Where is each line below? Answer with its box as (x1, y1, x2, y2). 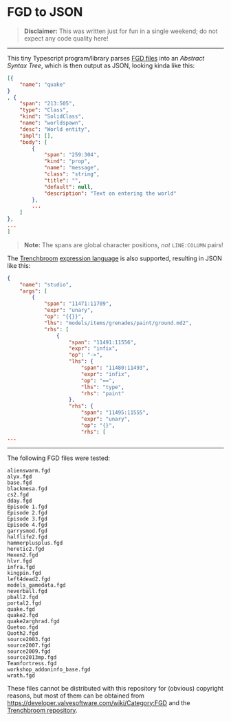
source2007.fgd (7, 642, 51, 649)
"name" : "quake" (19, 81, 67, 88)
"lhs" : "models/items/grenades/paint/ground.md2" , (43, 320, 192, 326)
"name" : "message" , (43, 165, 100, 171)
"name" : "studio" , (19, 281, 72, 288)
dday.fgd (7, 497, 32, 504)
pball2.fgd (7, 594, 38, 600)
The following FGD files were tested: (7, 454, 111, 462)
